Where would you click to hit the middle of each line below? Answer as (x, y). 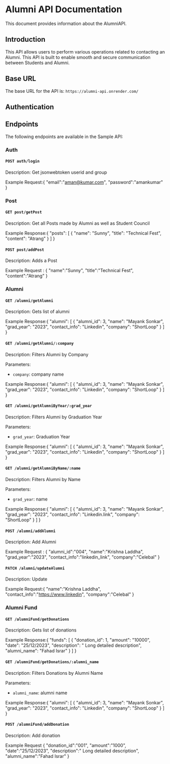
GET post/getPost (24, 213)
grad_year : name (30, 499)
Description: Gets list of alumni (37, 311)
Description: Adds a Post (31, 260)
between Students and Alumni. (37, 63)
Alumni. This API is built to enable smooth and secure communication (78, 57)
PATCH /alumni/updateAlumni (35, 568)
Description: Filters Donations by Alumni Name (54, 673)
